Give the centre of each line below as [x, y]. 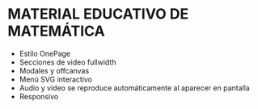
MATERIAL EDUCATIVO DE [98, 14]
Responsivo [39, 96]
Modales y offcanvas [54, 70]
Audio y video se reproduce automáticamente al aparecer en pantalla [134, 88]
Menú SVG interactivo [56, 79]
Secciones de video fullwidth [68, 62]
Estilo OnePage [44, 53]
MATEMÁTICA [57, 31]
